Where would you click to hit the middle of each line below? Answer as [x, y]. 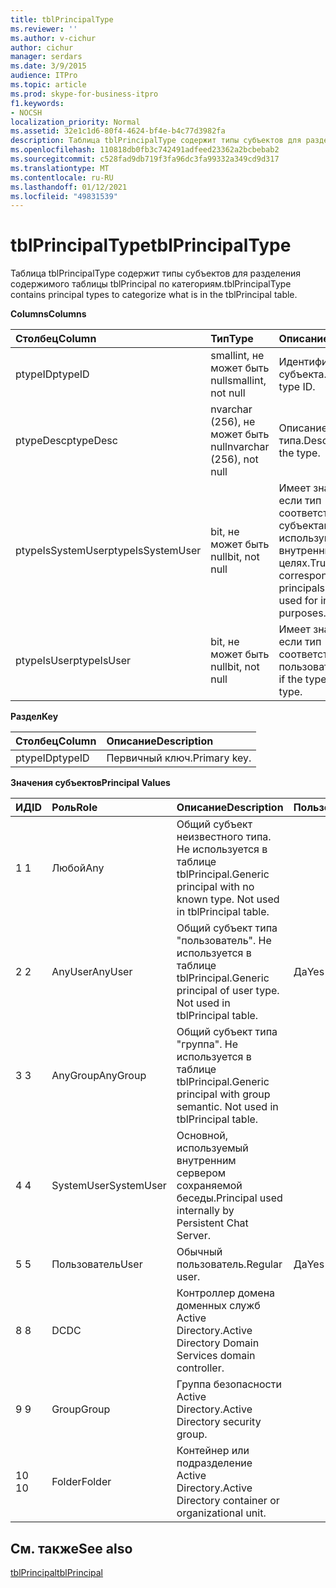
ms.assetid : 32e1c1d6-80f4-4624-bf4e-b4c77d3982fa [118, 131]
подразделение [214, 1463]
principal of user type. [228, 991]
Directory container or [228, 1501]
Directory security [219, 1422]
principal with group [223, 1094]
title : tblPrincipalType [62, 19]
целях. [294, 563]
